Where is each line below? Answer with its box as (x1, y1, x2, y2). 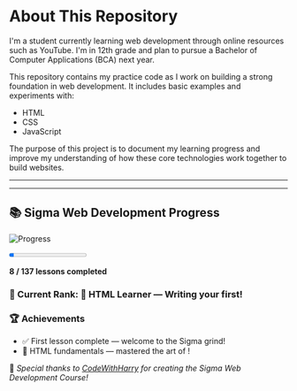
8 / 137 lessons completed (9, 265, 108, 276)
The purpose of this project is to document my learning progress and (9, 143, 261, 154)
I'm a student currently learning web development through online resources (9, 35, 285, 46)
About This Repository (9, 6, 179, 27)
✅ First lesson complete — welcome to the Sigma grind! (21, 335, 226, 346)
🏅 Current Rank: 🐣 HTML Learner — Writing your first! (9, 287, 243, 300)
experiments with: (9, 90, 75, 101)
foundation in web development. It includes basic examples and (9, 80, 241, 91)
